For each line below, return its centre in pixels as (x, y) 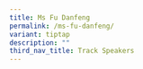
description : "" (40, 43)
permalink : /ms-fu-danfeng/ (62, 26)
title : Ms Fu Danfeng (50, 17)
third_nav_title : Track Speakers (72, 51)
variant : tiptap (40, 34)
